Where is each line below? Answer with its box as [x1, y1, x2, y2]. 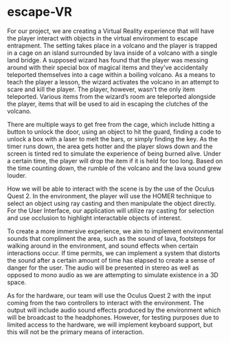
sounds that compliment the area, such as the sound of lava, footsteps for [7, 234, 216, 242]
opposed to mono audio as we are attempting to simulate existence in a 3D [7, 270, 218, 279]
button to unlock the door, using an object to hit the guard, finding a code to [7, 128, 222, 136]
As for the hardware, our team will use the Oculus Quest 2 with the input [7, 291, 211, 299]
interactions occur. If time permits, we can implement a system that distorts [7, 248, 220, 257]
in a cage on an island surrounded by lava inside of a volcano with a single [7, 49, 218, 57]
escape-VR [7, 4, 72, 20]
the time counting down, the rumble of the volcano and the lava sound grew [7, 164, 222, 172]
